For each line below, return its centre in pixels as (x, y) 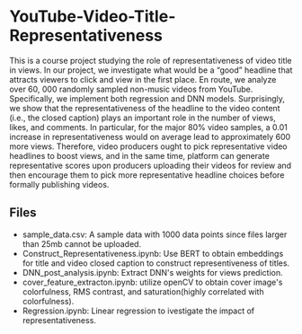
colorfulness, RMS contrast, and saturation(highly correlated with (143, 291)
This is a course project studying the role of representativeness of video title (151, 60)
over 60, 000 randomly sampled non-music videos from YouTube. (131, 89)
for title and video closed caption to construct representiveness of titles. (156, 263)
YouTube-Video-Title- (93, 17)
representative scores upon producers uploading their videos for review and (151, 165)
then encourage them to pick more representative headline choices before (147, 175)
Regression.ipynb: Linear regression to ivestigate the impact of (138, 311)
